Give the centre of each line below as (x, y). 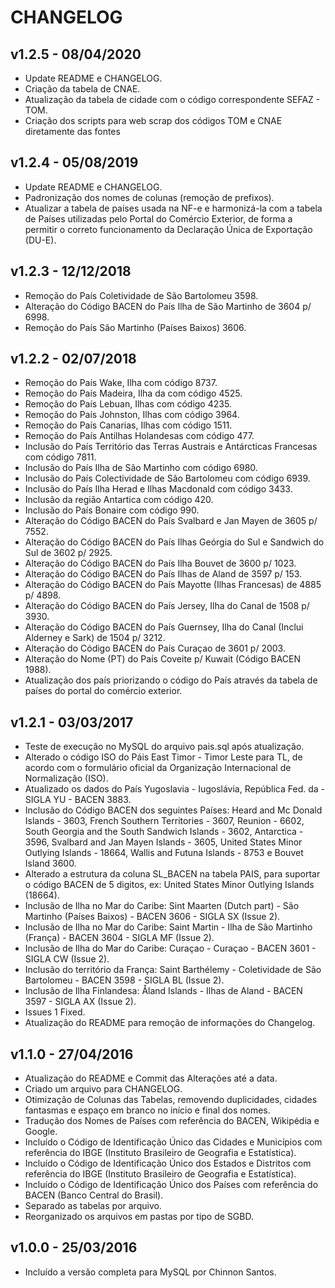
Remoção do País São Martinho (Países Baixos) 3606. (135, 327)
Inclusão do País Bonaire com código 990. (112, 510)
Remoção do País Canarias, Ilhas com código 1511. (128, 425)
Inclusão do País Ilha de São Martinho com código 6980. (141, 468)
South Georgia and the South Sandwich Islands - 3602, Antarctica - (164, 832)
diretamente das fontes (72, 131)
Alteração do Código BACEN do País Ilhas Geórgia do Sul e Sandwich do (174, 542)
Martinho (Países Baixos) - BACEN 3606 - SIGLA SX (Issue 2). (152, 917)
